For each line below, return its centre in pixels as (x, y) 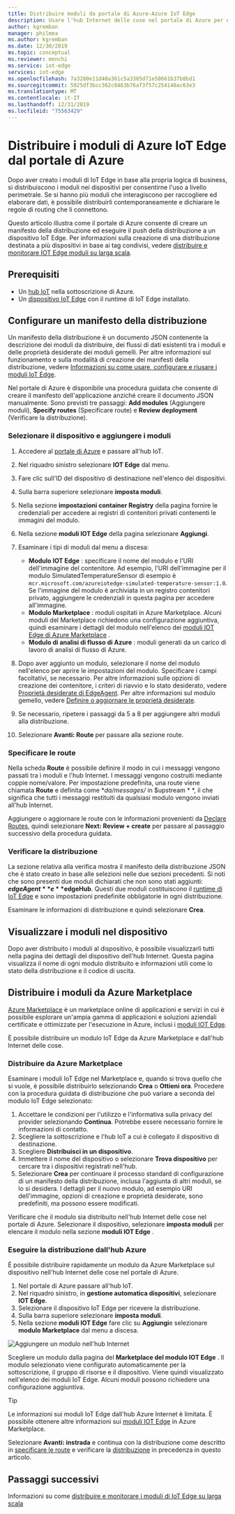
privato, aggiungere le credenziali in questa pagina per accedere (121, 598)
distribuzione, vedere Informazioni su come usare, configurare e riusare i (113, 367)
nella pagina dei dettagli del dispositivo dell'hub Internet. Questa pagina (111, 956)
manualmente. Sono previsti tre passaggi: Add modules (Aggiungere (107, 403)
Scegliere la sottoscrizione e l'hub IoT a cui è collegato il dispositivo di (119, 1137)
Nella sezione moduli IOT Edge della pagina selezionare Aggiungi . (113, 533)
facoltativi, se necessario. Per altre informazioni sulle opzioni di (109, 678)
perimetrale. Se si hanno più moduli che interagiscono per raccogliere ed (113, 194)
